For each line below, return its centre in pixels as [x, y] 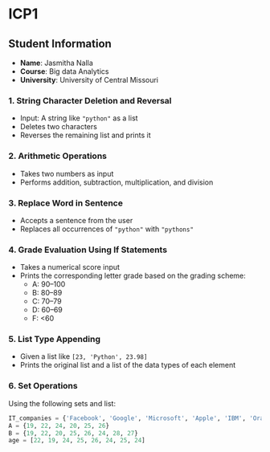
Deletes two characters [59, 127]
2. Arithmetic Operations [57, 156]
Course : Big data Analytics [64, 71]
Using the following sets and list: [62, 403]
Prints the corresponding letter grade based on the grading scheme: [133, 276]
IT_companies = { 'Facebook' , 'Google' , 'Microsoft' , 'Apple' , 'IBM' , [127, 418]
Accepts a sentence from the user [76, 220]
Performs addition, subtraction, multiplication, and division [117, 182]
